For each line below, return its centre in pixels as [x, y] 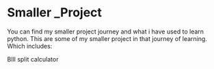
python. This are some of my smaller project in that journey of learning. [107, 38]
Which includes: [30, 46]
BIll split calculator [33, 59]
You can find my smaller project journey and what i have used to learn [105, 31]
